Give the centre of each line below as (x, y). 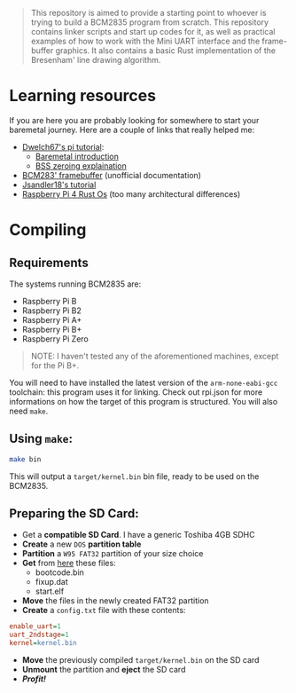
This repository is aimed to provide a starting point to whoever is (148, 13)
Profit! (34, 679)
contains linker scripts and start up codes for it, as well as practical (153, 31)
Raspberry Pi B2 (52, 311)
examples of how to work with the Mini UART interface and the (145, 41)
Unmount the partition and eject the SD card (104, 670)
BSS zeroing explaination (81, 165)
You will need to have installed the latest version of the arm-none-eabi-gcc (144, 382)
